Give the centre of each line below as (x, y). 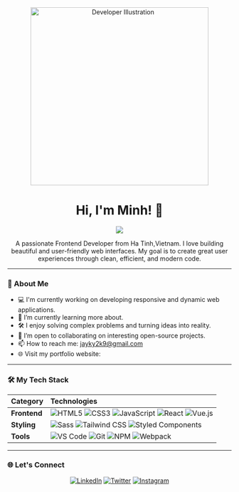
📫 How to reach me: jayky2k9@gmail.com (80, 344)
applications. (36, 310)
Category (27, 401)
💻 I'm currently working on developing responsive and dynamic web (118, 300)
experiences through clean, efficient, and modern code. (119, 258)
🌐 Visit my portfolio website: (59, 354)
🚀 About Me (28, 283)
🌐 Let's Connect (36, 465)
